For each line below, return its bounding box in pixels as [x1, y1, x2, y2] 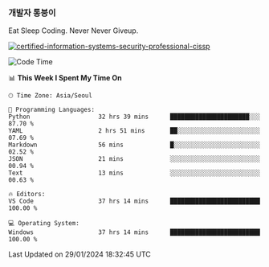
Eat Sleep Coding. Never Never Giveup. [8, 26, 139, 35]
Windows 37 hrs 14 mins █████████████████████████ [8, 228, 261, 236]
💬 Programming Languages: [8, 106, 95, 114]
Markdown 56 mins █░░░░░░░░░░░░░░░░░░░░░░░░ [8, 141, 261, 150]
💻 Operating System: [8, 220, 80, 228]
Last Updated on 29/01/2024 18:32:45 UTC [8, 249, 151, 259]
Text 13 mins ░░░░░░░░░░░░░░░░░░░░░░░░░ [8, 169, 261, 178]
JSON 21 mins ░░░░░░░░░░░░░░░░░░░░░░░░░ [8, 155, 261, 163]
